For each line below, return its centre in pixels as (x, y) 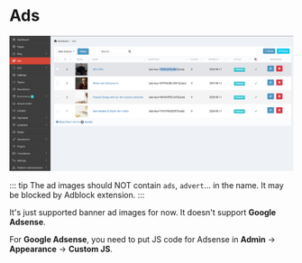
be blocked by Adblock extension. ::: (77, 195)
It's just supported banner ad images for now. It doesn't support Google (143, 212)
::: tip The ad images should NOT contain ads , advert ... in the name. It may (146, 185)
